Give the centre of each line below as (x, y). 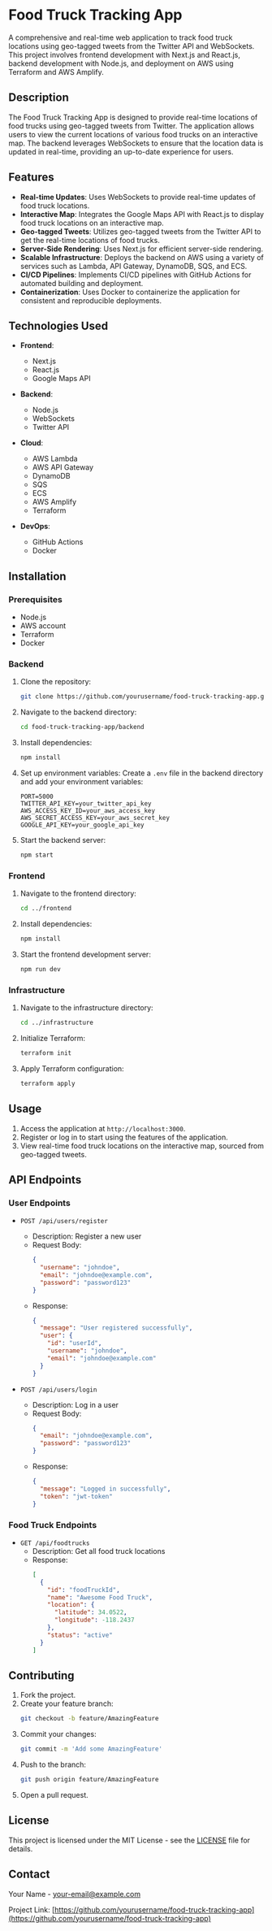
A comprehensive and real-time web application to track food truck (121, 37)
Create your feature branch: (67, 1703)
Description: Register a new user (87, 1236)
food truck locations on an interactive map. (92, 223)
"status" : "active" (80, 1635)
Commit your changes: (58, 1734)
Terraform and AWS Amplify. (56, 72)
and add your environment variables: (82, 781)
